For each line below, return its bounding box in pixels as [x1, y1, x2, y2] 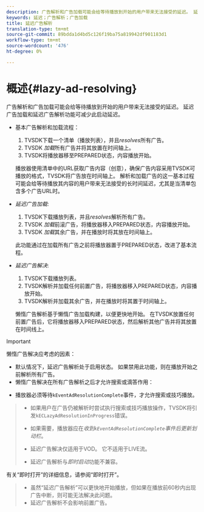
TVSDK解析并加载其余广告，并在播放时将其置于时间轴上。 [24, 297, 170, 304]
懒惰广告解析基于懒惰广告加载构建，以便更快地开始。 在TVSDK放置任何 [15, 310, 194, 318]
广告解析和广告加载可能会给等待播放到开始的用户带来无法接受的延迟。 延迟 [6, 103, 194, 110]
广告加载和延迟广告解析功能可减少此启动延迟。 [6, 111, 123, 118]
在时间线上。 [15, 326, 47, 333]
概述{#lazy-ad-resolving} [6, 81, 137, 95]
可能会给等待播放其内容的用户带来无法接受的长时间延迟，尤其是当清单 [15, 180, 191, 187]
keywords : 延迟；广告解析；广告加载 [6, 15, 88, 21]
